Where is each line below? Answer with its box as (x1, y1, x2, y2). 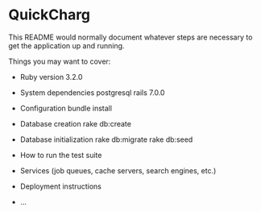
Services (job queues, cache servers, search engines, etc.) (19, 165, 217, 175)
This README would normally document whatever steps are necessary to (8, 32, 253, 42)
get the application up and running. (8, 40, 125, 50)
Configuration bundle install (19, 103, 113, 113)
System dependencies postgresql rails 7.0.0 (19, 87, 165, 98)
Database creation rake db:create (19, 118, 131, 128)
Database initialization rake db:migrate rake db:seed (19, 135, 193, 144)
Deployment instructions (19, 181, 102, 191)
